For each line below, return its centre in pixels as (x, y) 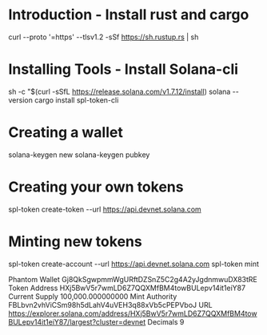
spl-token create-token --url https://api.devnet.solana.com (105, 209)
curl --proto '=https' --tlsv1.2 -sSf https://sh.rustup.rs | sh (104, 37)
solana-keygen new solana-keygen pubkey (79, 155)
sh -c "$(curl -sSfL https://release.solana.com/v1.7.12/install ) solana (120, 91)
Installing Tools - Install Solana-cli (123, 69)
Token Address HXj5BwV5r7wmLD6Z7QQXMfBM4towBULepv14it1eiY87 (127, 288)
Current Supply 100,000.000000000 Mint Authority (93, 296)
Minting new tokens (75, 241)
